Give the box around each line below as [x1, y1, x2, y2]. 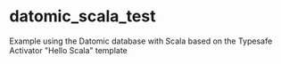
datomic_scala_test [9, 6, 156, 27]
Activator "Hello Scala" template [9, 44, 128, 55]
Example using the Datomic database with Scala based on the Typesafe [9, 36, 273, 46]
